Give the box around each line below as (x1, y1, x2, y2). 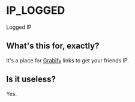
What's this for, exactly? (6, 41, 100, 51)
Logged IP (6, 23, 32, 31)
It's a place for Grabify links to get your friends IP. (6, 56, 129, 64)
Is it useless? (6, 74, 56, 85)
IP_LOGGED (6, 4, 65, 17)
